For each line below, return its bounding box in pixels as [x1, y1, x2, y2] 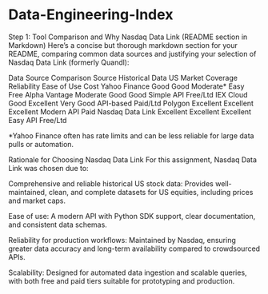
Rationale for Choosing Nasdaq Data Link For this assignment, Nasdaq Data [8, 154, 258, 165]
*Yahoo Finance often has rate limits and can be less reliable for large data [8, 130, 254, 141]
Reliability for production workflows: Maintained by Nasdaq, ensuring [8, 235, 236, 244]
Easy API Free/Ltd [8, 115, 67, 125]
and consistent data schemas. [8, 220, 108, 229]
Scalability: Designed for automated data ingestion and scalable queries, [8, 268, 247, 277]
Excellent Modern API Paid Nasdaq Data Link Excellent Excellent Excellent [8, 106, 252, 117]
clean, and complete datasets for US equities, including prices [48, 187, 254, 197]
